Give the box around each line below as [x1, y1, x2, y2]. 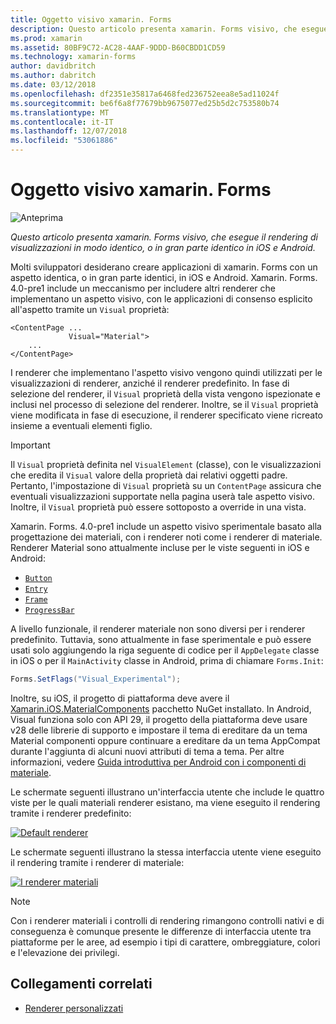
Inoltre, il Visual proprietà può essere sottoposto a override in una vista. [10, 501, 307, 513]
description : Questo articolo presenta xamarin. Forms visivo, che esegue [10, 24, 329, 34]
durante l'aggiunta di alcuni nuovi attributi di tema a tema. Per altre [10, 745, 285, 757]
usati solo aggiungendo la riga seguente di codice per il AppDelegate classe [10, 644, 320, 656]
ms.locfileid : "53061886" [10, 136, 118, 146]
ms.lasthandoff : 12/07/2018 [10, 126, 128, 136]
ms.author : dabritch [10, 71, 97, 81]
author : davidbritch [10, 61, 97, 71]
